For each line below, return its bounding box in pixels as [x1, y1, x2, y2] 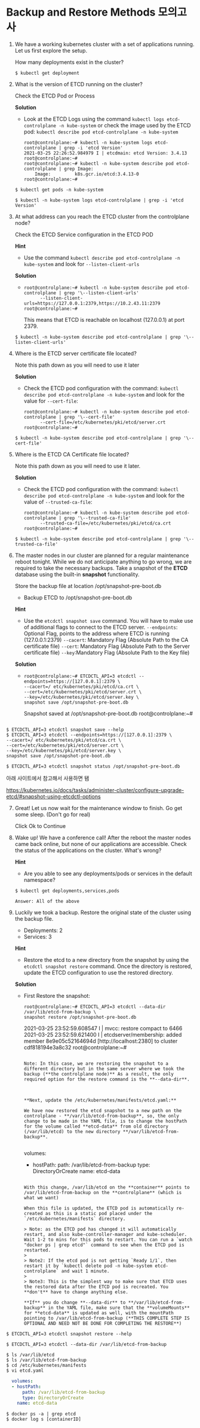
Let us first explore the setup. [14, 47, 88, 54]
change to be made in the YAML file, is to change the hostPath [23, 1118, 187, 1124]
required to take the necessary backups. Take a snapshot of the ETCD [14, 564, 188, 571]
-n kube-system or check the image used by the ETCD [59, 121, 191, 129]
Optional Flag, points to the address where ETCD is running [23, 629, 170, 637]
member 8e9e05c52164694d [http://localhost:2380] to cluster [23, 1037, 178, 1045]
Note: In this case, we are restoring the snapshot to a [23, 1060, 169, 1067]
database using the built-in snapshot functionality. [14, 571, 140, 578]
